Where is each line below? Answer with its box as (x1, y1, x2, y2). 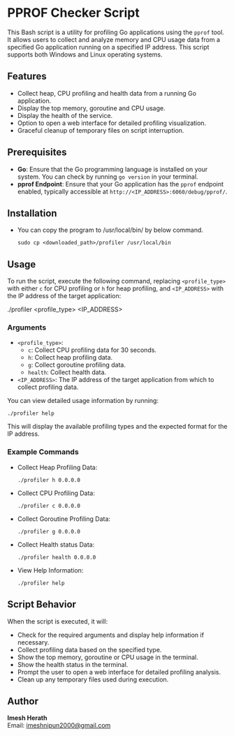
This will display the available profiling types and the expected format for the (7, 422, 228, 431)
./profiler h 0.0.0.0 (17, 476, 80, 483)
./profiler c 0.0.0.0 (17, 502, 80, 509)
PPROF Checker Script (7, 5, 140, 21)
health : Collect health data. (27, 368, 107, 376)
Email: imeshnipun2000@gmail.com (7, 721, 111, 730)
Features (7, 71, 47, 82)
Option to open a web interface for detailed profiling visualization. (17, 119, 207, 127)
